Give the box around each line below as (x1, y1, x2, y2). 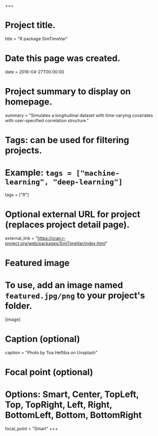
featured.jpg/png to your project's (5, 290, 145, 301)
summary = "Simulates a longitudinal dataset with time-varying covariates (5, 112, 153, 118)
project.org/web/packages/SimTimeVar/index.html (5, 240, 106, 246)
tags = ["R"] (5, 192, 29, 198)
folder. (5, 300, 33, 311)
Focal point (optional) (5, 367, 93, 378)
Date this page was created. (5, 53, 121, 64)
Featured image (5, 257, 70, 269)
